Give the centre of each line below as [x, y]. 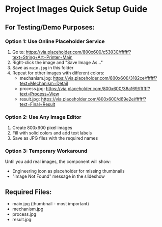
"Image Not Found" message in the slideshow [58, 176]
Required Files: [28, 192]
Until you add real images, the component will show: [58, 162]
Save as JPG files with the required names [55, 138]
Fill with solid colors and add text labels [52, 133]
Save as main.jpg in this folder [43, 67]
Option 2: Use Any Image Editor [43, 117]
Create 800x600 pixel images [42, 128]
